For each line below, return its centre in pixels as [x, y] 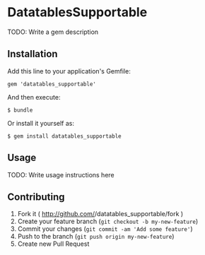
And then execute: [34, 97]
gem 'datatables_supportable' [52, 84]
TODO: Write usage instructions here [61, 174]
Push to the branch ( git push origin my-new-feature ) [96, 237]
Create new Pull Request [53, 244]
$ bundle [20, 110]
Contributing [36, 197]
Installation [33, 54]
